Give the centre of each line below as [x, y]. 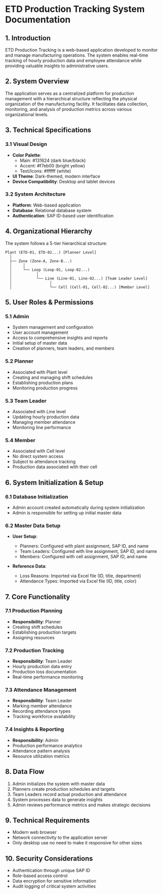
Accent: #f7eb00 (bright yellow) [52, 165]
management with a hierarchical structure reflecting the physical [71, 98]
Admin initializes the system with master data [59, 784]
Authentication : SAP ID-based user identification [63, 216]
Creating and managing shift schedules [52, 377]
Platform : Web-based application [46, 205]
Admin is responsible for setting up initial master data [67, 513]
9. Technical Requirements [47, 820]
